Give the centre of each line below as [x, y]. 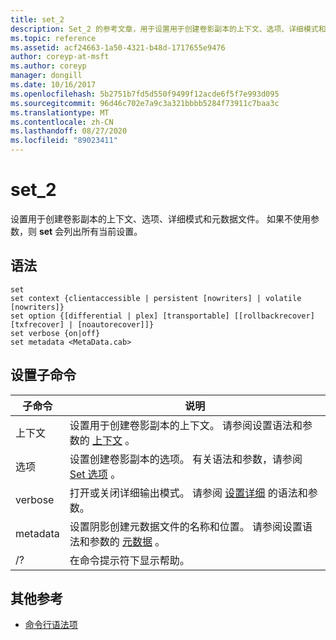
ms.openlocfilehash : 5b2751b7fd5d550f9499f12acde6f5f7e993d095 [145, 94]
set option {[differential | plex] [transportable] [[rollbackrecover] [162, 316]
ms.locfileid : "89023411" [64, 141]
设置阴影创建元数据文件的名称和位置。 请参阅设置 [186, 526]
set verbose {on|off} [55, 333]
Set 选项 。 [95, 474]
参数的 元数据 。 [127, 541]
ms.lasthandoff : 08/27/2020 [69, 131]
